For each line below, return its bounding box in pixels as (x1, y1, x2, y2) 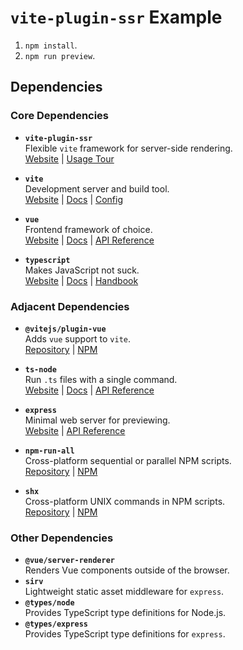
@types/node (24, 598, 75, 608)
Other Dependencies (10, 531, 114, 545)
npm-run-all (24, 446, 75, 456)
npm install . (24, 39, 78, 51)
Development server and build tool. (24, 182, 170, 195)
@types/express (24, 619, 89, 630)
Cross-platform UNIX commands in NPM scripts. (24, 495, 226, 507)
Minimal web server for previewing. (24, 414, 171, 426)
